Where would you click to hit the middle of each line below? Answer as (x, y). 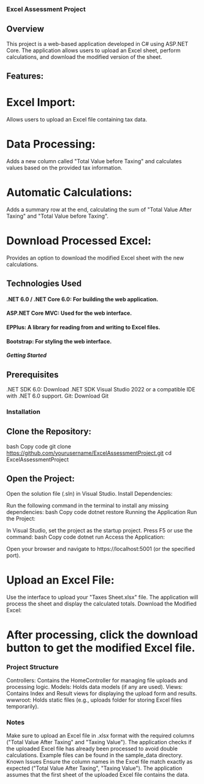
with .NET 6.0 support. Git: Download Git (58, 396)
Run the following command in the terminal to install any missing (87, 505)
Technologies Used (44, 284)
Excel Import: (41, 102)
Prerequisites (32, 375)
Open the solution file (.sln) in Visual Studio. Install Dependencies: (89, 493)
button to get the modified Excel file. (101, 648)
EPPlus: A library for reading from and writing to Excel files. (83, 328)
